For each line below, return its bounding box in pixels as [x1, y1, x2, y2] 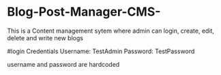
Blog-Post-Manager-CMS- [7, 4, 161, 20]
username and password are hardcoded [7, 60, 120, 68]
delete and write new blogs [7, 33, 84, 42]
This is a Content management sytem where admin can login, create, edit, [7, 27, 215, 35]
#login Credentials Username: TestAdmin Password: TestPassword [7, 47, 195, 55]
